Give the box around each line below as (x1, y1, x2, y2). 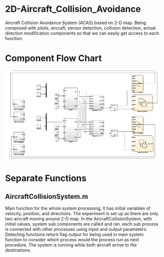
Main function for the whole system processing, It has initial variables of (5, 205, 151, 211)
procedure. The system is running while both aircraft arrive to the (5, 242, 137, 248)
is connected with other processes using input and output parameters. (5, 226, 148, 232)
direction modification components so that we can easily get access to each (5, 30, 160, 36)
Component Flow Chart (5, 53, 102, 64)
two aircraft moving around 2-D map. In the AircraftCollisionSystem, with (5, 216, 152, 222)
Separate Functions (5, 173, 87, 184)
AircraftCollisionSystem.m (5, 192, 88, 200)
